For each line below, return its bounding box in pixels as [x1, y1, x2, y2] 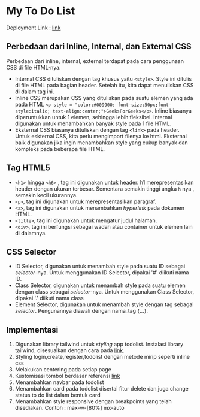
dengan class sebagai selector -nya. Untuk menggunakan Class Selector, [14, 288, 195, 295]
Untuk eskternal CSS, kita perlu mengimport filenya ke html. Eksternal [14, 132, 187, 140]
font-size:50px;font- [117, 102, 172, 108]
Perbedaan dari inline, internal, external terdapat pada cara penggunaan [6, 57, 184, 64]
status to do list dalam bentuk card [14, 391, 101, 399]
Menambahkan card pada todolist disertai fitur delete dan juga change [14, 385, 189, 392]
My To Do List [6, 4, 75, 18]
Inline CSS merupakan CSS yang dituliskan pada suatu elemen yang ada [14, 94, 193, 101]
